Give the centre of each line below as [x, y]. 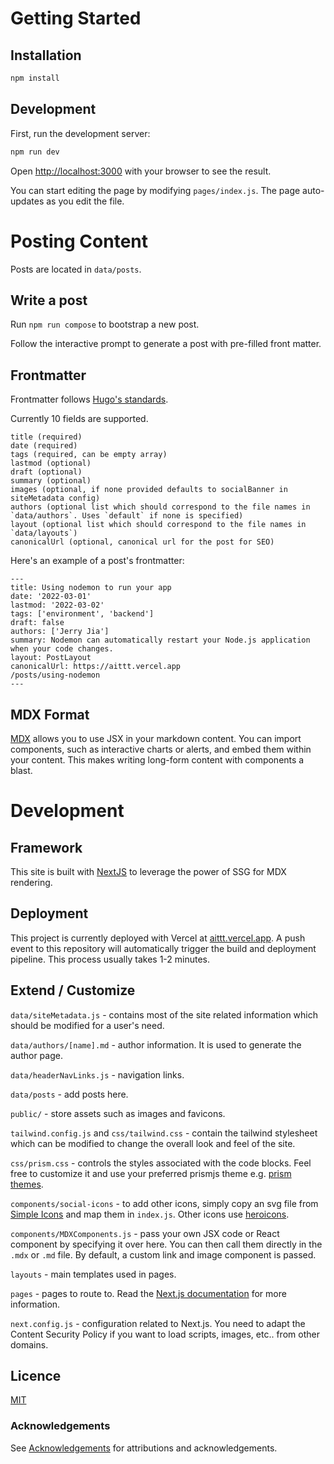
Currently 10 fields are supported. [79, 419]
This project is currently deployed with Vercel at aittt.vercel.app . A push [158, 938]
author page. [36, 1055]
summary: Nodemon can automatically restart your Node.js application [160, 640]
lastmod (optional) [51, 463]
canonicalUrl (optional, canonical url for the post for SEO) [142, 542]
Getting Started [76, 18]
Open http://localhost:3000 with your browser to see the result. [141, 171]
